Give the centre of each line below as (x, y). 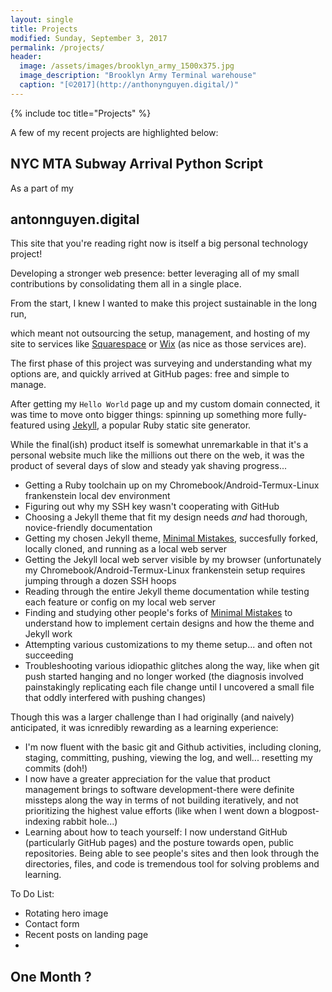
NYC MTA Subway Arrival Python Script (137, 164)
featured (28, 425)
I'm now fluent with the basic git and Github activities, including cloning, (173, 747)
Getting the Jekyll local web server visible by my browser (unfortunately (173, 560)
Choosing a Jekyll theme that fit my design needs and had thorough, (166, 517)
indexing (42, 822)
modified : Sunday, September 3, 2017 (89, 38)
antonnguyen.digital (75, 219)
